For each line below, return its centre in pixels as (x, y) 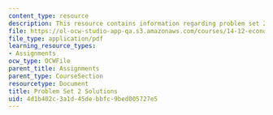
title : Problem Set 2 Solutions (63, 91)
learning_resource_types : (52, 46)
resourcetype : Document (49, 83)
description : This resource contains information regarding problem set (134, 23)
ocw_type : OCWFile (39, 62)
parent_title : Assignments (54, 69)
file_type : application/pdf (56, 38)
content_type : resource (49, 16)
